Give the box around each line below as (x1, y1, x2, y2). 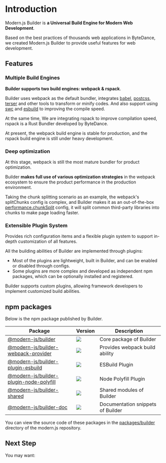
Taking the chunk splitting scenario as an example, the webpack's (5, 194, 139, 200)
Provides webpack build (99, 344, 156, 351)
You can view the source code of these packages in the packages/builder (5, 419, 155, 426)
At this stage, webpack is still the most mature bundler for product (5, 159, 140, 165)
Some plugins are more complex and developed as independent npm (12, 268, 153, 274)
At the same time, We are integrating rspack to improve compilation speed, (5, 115, 157, 121)
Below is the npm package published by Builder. (5, 316, 103, 322)
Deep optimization (5, 147, 50, 154)
